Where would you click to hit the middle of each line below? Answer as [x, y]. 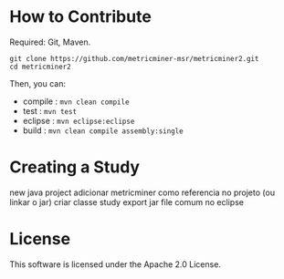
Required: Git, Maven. [50, 42]
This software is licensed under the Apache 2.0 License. [116, 264]
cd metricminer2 [40, 67]
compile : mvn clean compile [76, 101]
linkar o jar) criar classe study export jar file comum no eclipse [127, 201]
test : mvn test [50, 110]
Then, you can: [38, 83]
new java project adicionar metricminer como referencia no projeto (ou [142, 192]
